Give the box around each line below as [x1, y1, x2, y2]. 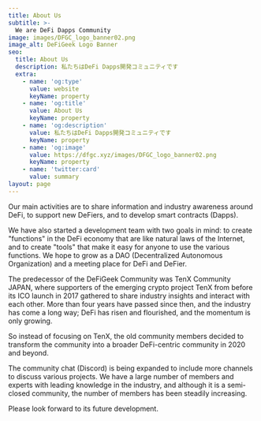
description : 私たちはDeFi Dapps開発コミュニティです [15, 63, 179, 71]
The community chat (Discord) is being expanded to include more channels [8, 363, 254, 373]
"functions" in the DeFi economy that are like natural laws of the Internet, [8, 233, 245, 243]
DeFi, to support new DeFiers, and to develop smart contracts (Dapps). [8, 210, 239, 219]
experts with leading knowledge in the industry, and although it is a [8, 380, 226, 389]
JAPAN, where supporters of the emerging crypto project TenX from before [8, 282, 253, 292]
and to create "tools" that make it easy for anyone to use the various [8, 242, 230, 251]
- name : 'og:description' [22, 121, 108, 129]
